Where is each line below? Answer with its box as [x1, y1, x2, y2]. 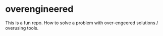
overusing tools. [5, 25, 39, 31]
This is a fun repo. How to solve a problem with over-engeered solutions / [5, 20, 158, 26]
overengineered [5, 3, 74, 15]
